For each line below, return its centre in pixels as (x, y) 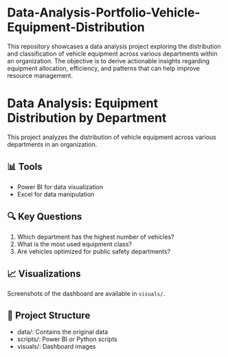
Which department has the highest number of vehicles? (95, 237)
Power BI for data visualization (60, 186)
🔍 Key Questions (45, 217)
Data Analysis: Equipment (83, 104)
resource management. (40, 75)
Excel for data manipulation (56, 194)
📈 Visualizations (44, 273)
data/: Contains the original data (62, 332)
